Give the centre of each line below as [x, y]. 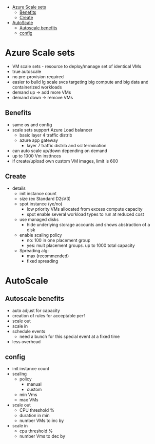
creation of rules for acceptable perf [48, 315]
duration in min [34, 416]
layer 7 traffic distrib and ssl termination [67, 145]
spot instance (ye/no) [41, 204]
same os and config [32, 125]
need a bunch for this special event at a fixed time [70, 336]
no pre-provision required [38, 77]
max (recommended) [48, 256]
